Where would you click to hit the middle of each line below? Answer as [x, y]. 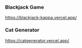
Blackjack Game [25, 7]
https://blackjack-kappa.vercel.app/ [41, 18]
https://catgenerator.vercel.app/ [37, 40]
